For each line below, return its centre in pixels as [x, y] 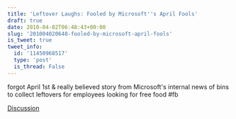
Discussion [23, 108]
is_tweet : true [30, 40]
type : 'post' [33, 60]
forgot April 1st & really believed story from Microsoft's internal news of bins [118, 86]
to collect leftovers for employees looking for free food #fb [93, 94]
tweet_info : [25, 47]
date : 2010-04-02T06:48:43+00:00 [57, 27]
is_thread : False [39, 67]
